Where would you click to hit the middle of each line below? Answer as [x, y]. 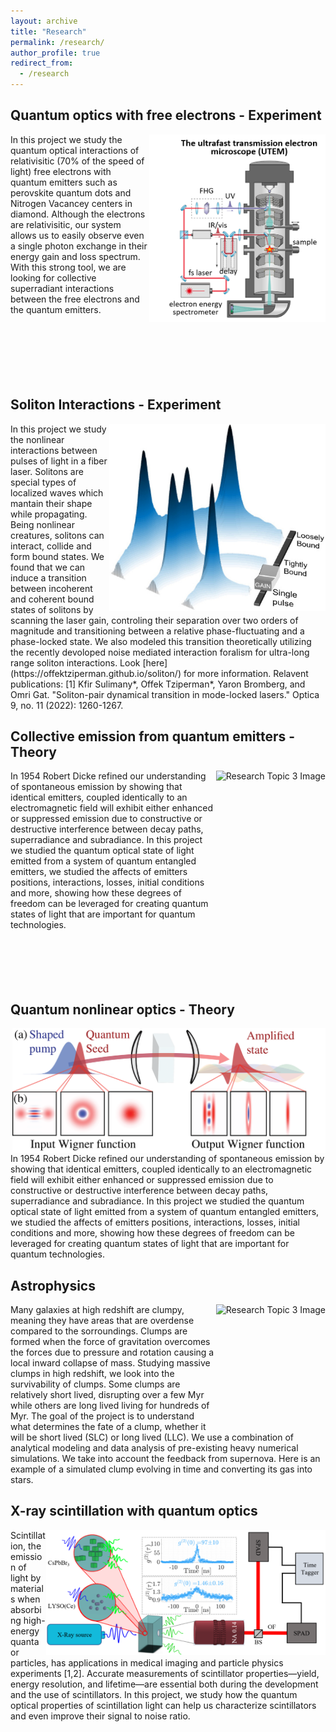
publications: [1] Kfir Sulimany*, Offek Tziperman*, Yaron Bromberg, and [158, 684]
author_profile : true [55, 53]
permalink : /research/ [57, 42]
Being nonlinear [42, 524]
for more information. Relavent [246, 673]
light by [26, 1577]
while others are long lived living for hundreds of [110, 1406]
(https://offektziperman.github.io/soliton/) [96, 673]
